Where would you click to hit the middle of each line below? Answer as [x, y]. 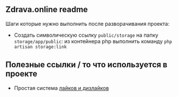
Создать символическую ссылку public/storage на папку [86, 35]
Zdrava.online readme [47, 10]
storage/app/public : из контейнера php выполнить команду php [93, 41]
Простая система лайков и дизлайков [61, 88]
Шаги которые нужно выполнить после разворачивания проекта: [88, 23]
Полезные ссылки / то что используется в [86, 65]
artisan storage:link [40, 47]
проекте [21, 74]
